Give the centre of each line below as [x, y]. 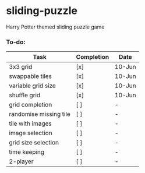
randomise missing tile [40, 114]
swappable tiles [31, 76]
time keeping [27, 152]
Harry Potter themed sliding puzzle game [55, 27]
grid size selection [34, 143]
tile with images [31, 123]
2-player [21, 161]
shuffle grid [25, 96]
